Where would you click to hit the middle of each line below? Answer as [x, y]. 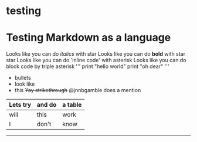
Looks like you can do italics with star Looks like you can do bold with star [96, 54]
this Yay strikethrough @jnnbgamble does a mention [78, 90]
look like [25, 84]
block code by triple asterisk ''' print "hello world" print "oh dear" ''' [88, 66]
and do [47, 105]
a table [72, 105]
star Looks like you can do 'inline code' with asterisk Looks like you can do [96, 60]
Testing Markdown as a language [89, 38]
